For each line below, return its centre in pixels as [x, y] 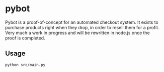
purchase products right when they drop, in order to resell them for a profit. [82, 27]
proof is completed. [25, 38]
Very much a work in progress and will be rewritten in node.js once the [78, 33]
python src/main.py [25, 65]
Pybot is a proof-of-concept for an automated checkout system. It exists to [82, 22]
